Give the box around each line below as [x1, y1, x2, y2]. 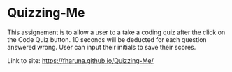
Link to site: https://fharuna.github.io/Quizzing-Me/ [7, 56, 154, 64]
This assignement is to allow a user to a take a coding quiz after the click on [7, 28, 226, 36]
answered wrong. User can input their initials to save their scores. [7, 43, 196, 51]
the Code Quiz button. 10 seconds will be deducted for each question [7, 35, 208, 43]
